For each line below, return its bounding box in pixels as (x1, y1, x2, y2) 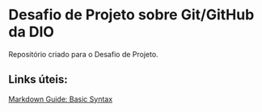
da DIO (8, 23, 55, 41)
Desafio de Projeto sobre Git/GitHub (8, 6, 255, 24)
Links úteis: (8, 73, 69, 86)
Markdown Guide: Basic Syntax (8, 94, 113, 104)
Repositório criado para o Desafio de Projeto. (8, 49, 159, 59)
